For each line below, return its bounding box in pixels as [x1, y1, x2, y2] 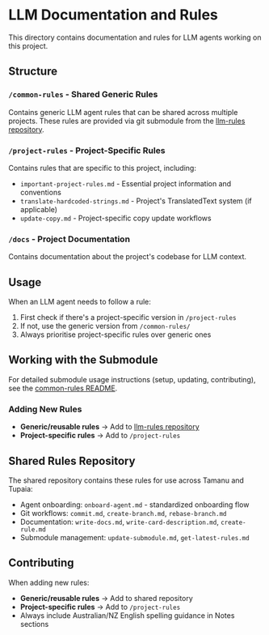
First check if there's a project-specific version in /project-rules [19, 313, 237, 322]
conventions [19, 187, 62, 197]
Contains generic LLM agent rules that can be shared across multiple [8, 107, 238, 117]
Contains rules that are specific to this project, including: [8, 163, 196, 173]
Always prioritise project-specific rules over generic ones [19, 330, 212, 339]
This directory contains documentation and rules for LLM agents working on [8, 32, 262, 42]
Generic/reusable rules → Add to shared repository [19, 593, 194, 603]
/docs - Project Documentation [8, 233, 131, 245]
